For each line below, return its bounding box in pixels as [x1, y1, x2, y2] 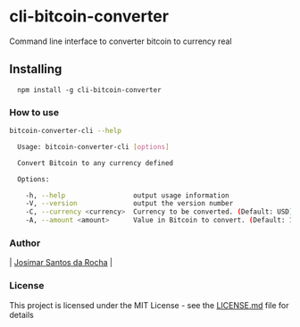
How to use [9, 105, 60, 118]
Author [9, 237, 41, 249]
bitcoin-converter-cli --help [9, 127, 122, 136]
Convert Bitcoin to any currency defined [17, 158, 174, 167]
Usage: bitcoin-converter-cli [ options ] [17, 142, 170, 151]
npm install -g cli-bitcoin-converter [17, 85, 162, 95]
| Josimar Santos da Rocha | [9, 257, 113, 268]
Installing [9, 62, 62, 77]
